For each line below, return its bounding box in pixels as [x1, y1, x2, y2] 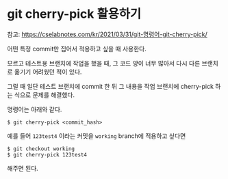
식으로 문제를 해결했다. [14, 90, 75, 99]
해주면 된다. [7, 164, 39, 172]
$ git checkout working [7, 145, 75, 152]
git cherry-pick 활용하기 [7, 6, 142, 22]
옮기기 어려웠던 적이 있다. [14, 68, 82, 76]
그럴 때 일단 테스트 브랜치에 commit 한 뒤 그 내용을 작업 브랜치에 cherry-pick [7, 82, 214, 90]
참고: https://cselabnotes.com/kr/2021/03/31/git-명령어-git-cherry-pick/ [7, 30, 207, 38]
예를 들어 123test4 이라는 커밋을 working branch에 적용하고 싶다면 [7, 131, 186, 140]
